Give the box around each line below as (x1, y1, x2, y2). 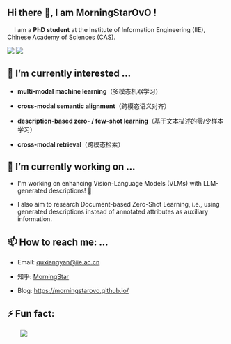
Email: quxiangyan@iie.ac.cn (17, 258, 100, 267)
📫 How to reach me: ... (7, 236, 109, 248)
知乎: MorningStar (17, 273, 70, 281)
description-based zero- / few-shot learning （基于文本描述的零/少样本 (17, 117, 224, 125)
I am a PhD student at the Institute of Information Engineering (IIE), (13, 25, 206, 33)
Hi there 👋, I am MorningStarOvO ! (7, 7, 157, 19)
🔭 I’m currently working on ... (7, 161, 136, 173)
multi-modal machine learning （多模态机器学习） (17, 87, 162, 95)
